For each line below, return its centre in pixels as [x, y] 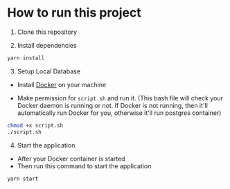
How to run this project [74, 13]
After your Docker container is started [71, 159]
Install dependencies [47, 45]
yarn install [26, 58]
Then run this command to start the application [84, 166]
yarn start [23, 179]
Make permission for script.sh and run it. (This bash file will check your [120, 98]
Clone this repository [47, 32]
